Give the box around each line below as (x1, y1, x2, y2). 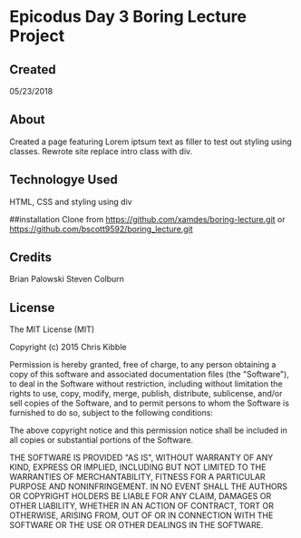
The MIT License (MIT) (9, 324, 95, 335)
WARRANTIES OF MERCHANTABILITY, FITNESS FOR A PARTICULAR (9, 472, 266, 483)
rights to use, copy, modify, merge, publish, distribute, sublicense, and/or (9, 388, 283, 399)
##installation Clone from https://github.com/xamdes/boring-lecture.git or (9, 213, 286, 224)
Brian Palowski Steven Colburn (9, 274, 125, 285)
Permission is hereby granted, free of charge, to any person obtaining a (9, 359, 277, 370)
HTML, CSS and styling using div (9, 196, 133, 207)
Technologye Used (9, 172, 118, 188)
